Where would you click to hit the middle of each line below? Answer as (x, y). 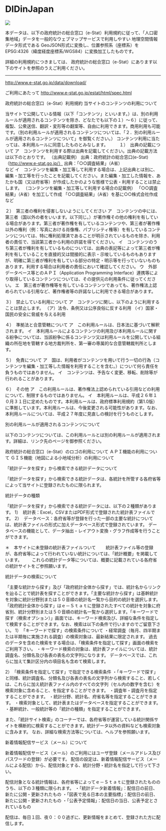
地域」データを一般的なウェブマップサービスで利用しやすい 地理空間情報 (83, 39)
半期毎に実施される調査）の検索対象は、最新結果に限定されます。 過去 (85, 636)
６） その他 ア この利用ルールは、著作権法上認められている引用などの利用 (83, 389)
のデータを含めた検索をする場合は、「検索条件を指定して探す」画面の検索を (82, 642)
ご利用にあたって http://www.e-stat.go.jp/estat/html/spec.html (68, 93)
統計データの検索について (31, 576)
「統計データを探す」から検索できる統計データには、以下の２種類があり (79, 506)
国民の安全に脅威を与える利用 (35, 314)
